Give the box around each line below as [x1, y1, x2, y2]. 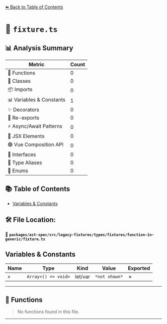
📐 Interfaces [7, 151, 36, 158]
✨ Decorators [7, 106, 40, 113]
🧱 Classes [7, 78, 31, 84]
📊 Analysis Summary [5, 44, 74, 52]
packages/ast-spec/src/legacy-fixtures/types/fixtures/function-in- [9, 232, 154, 237]
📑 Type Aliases [7, 159, 42, 166]
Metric [28, 61, 45, 68]
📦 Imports [7, 86, 33, 93]
